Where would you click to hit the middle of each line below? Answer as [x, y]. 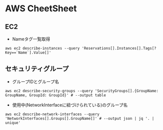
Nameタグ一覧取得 [31, 39]
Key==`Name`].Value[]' [28, 52]
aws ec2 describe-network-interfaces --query [52, 114]
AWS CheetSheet [41, 9]
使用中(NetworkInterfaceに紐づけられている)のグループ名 [70, 105]
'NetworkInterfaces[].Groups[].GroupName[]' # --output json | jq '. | [80, 118]
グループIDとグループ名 [35, 81]
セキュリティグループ [37, 69]
